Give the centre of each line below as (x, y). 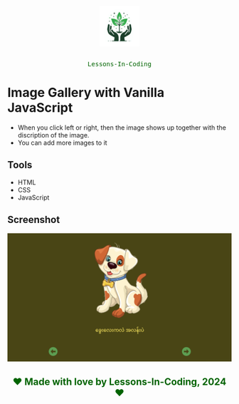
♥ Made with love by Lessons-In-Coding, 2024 (119, 382)
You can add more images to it (63, 143)
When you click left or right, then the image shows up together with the (122, 128)
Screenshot (34, 220)
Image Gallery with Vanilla (86, 93)
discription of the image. (53, 135)
